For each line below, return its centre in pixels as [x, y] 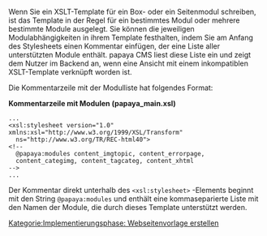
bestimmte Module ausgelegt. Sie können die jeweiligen [101, 29]
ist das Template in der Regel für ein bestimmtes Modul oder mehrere [125, 20]
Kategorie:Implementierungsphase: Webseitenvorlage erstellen [114, 223]
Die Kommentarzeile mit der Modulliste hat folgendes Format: [111, 88]
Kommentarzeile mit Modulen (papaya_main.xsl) [92, 103]
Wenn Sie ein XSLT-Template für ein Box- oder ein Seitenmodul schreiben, [133, 12]
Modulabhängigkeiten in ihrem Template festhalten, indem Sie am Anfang [131, 37]
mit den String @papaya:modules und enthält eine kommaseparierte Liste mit [133, 199]
